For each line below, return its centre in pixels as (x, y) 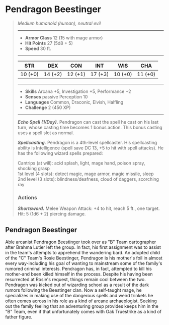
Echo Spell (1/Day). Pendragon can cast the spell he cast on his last (88, 122)
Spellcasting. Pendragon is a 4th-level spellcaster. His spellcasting (87, 142)
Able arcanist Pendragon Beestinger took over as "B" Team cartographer (81, 242)
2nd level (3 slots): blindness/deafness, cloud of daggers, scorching (88, 179)
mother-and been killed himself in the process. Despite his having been (79, 274)
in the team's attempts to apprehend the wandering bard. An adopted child (82, 253)
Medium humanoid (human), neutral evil (59, 23)
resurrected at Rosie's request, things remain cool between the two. (75, 280)
